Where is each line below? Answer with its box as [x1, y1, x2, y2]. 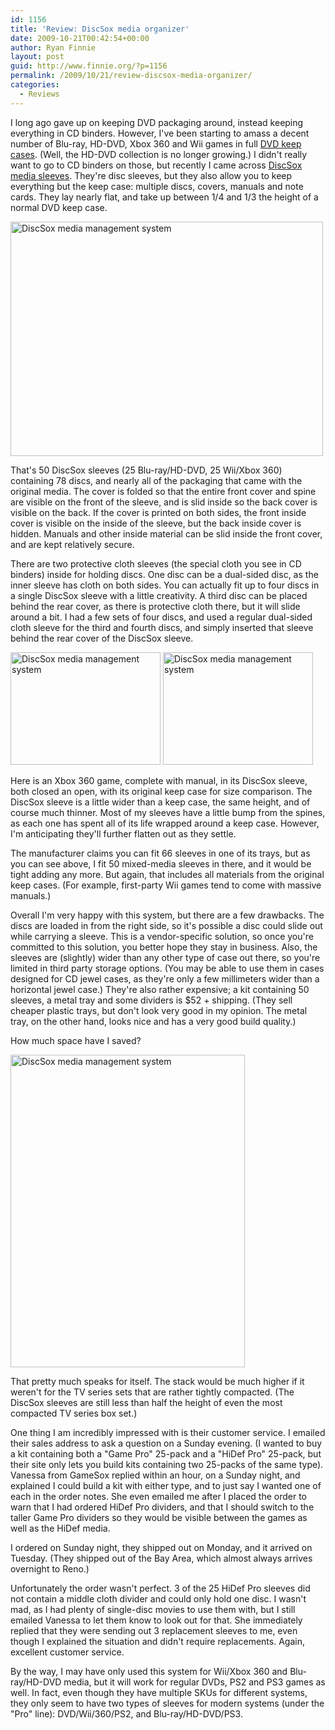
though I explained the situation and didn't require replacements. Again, [10, 1635, 305, 1647]
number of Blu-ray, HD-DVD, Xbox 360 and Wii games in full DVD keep [10, 137, 302, 150]
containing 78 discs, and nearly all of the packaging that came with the [10, 474, 303, 486]
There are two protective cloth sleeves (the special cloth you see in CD [10, 557, 302, 570]
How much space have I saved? [10, 1034, 142, 1046]
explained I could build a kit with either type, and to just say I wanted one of [10, 1479, 322, 1491]
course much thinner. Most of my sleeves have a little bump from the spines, [10, 806, 326, 818]
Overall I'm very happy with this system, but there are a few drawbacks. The [10, 909, 325, 921]
